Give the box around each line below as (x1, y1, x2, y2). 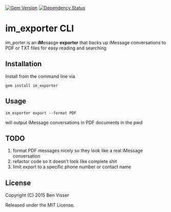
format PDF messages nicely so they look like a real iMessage (12, 148, 143, 154)
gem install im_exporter (5, 83, 58, 88)
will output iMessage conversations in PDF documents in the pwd (5, 119, 143, 125)
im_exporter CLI (5, 23, 74, 34)
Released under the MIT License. (5, 202, 75, 208)
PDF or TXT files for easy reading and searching (5, 45, 107, 51)
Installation (5, 60, 42, 68)
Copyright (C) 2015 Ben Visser (5, 192, 69, 198)
